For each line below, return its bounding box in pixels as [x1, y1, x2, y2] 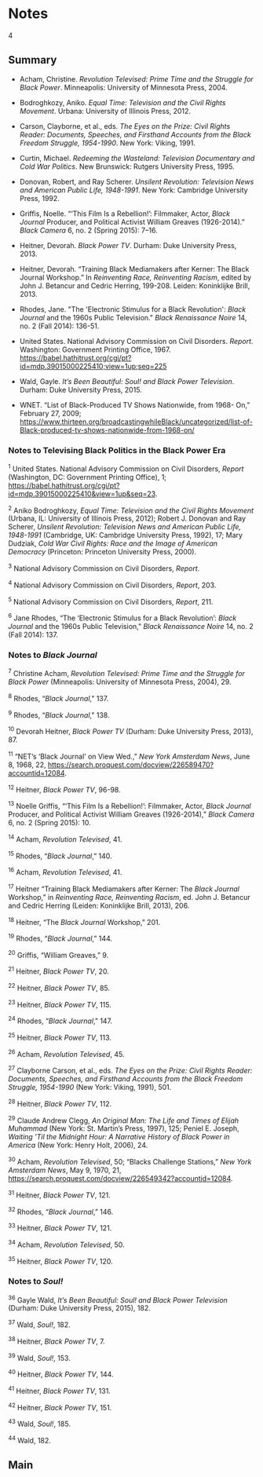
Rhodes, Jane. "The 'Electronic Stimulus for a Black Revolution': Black [19, 304, 247, 314]
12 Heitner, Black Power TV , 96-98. [8, 783, 121, 794]
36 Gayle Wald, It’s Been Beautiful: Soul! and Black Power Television [8, 1293, 228, 1304]
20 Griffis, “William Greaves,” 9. [8, 949, 109, 960]
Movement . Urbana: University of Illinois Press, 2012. [19, 106, 191, 115]
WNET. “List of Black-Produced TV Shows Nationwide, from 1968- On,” [19, 400, 250, 409]
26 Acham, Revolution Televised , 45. [8, 1047, 125, 1058]
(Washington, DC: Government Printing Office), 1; [8, 472, 167, 481]
